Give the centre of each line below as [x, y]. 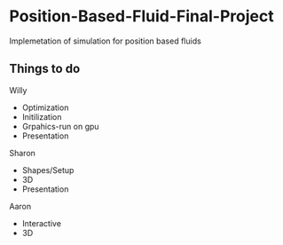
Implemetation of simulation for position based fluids [105, 41]
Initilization [42, 116]
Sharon [22, 153]
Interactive [42, 223]
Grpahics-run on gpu [60, 126]
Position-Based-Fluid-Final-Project [141, 16]
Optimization [45, 107]
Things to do [45, 69]
